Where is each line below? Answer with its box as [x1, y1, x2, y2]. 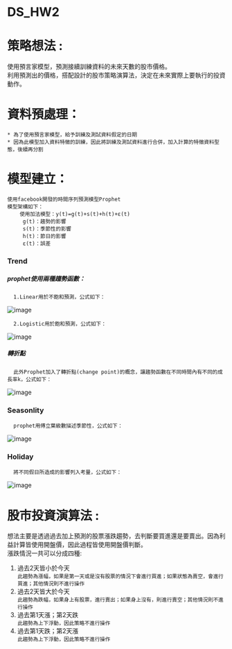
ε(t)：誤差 [22, 240, 51, 247]
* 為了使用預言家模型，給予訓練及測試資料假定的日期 [7, 131, 137, 139]
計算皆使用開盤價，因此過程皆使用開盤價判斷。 [12, 541, 147, 549]
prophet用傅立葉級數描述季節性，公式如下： [13, 423, 123, 430]
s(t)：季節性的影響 [22, 226, 71, 233]
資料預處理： [7, 107, 81, 122]
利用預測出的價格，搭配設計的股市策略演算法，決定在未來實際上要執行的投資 [7, 71, 226, 80]
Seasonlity [7, 405, 44, 415]
